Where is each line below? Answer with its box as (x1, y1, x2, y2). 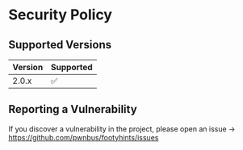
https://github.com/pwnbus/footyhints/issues (8, 132, 159, 142)
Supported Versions (8, 38, 111, 52)
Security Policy (8, 6, 113, 24)
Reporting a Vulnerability (8, 102, 137, 116)
